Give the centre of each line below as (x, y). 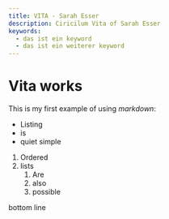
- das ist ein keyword (54, 39)
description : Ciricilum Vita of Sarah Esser (84, 24)
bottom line (27, 208)
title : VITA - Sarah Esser (54, 16)
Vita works (46, 86)
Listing (31, 125)
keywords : (25, 31)
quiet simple (40, 142)
